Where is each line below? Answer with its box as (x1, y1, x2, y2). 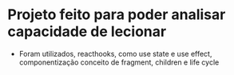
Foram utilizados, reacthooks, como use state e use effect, (18, 49, 212, 58)
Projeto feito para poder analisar (7, 6, 226, 24)
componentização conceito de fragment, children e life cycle (18, 57, 220, 67)
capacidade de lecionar (7, 22, 167, 41)
